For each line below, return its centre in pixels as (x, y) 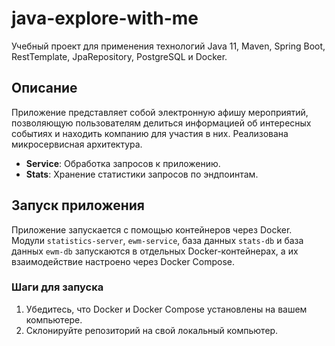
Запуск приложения (78, 205)
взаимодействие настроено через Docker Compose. (123, 261)
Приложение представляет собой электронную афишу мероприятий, (160, 112)
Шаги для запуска (57, 287)
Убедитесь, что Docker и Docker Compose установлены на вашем (166, 309)
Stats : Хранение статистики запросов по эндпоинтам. (142, 174)
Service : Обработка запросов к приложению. (123, 163)
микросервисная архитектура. (77, 144)
